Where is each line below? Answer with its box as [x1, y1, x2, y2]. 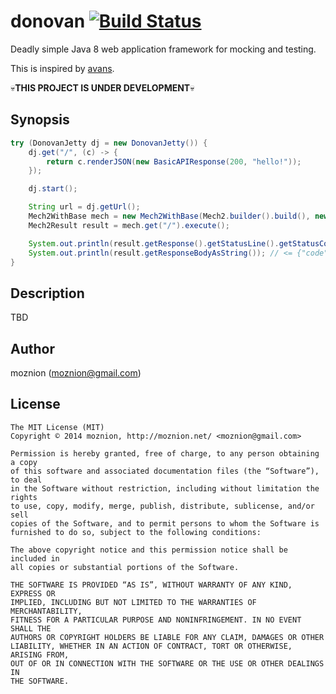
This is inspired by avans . [10, 62, 115, 74]
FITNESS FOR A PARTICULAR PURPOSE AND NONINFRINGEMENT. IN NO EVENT [10, 615, 302, 625]
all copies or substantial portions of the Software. [10, 562, 240, 572]
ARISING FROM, [10, 650, 70, 660]
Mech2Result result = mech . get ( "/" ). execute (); [28, 220, 230, 230]
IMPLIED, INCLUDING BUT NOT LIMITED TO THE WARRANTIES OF [10, 597, 257, 607]
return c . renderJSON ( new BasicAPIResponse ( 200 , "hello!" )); [46, 156, 302, 167]
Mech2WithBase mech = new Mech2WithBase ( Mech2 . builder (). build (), [28, 211, 311, 221]
